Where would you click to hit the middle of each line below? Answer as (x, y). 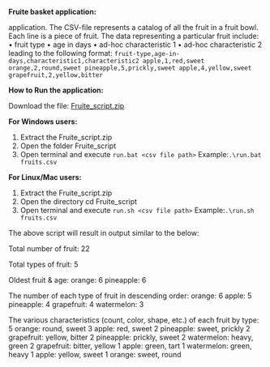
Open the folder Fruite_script (68, 146)
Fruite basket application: (53, 12)
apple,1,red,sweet (174, 61)
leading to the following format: (61, 53)
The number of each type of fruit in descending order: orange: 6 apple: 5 (130, 296)
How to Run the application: (56, 90)
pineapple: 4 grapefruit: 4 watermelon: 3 (76, 304)
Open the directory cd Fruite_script (79, 201)
